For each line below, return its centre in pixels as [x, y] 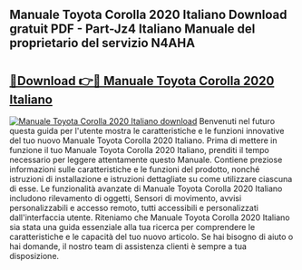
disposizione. [34, 256]
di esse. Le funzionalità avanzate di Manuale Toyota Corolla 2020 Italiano [146, 188]
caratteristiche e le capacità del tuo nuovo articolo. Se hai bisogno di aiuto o [151, 236]
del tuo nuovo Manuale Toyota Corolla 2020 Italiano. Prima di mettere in [143, 140]
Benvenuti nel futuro [237, 121]
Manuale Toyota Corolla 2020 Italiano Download [148, 15]
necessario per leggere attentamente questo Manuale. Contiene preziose [146, 159]
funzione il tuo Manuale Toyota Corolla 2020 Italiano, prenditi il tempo [139, 150]
